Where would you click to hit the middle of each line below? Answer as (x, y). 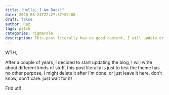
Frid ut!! (13, 88)
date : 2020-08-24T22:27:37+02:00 (40, 15)
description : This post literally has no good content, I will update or (85, 38)
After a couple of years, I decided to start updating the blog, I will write (79, 62)
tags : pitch (18, 29)
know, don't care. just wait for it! (39, 78)
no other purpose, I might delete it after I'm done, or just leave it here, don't (84, 73)
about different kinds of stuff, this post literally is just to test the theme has (83, 67)
